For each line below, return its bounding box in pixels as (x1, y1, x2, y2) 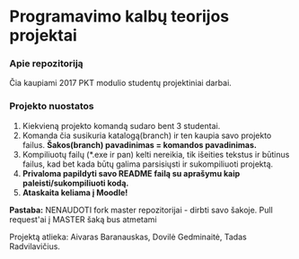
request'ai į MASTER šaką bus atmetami (9, 213, 157, 225)
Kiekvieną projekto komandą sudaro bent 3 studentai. (22, 120, 221, 131)
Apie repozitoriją (9, 57, 84, 70)
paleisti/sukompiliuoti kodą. (22, 177, 129, 188)
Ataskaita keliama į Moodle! (22, 186, 128, 198)
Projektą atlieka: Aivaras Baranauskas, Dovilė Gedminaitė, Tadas (9, 231, 247, 242)
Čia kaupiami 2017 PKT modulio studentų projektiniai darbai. (9, 78, 232, 89)
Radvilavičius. (9, 240, 61, 252)
